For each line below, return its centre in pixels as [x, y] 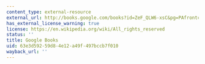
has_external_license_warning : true [53, 23]
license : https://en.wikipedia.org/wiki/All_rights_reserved [86, 29]
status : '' [20, 35]
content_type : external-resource [49, 12]
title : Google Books [33, 40]
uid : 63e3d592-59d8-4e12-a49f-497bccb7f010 [63, 46]
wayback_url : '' [27, 52]
